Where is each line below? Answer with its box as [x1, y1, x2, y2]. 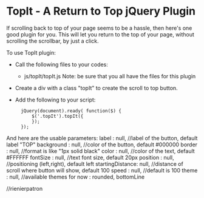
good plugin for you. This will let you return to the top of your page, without [6, 30, 194, 38]
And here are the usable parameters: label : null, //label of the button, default [6, 134, 198, 142]
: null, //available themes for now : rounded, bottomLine [6, 173, 144, 180]
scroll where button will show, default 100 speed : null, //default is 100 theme [6, 166, 198, 174]
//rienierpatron [6, 185, 43, 192]
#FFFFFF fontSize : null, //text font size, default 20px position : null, [6, 154, 174, 161]
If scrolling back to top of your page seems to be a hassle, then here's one [6, 24, 192, 32]
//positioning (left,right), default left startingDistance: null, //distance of [6, 160, 183, 168]
